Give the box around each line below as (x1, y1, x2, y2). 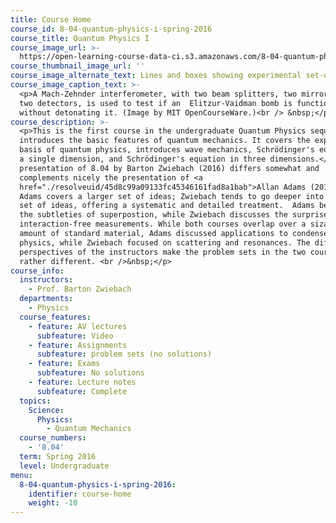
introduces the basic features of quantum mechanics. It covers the (19, 136, 311, 146)
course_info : (10, 266, 65, 276)
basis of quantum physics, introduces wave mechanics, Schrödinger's (19, 145, 315, 155)
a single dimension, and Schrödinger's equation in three (19, 154, 267, 164)
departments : (19, 294, 74, 304)
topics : (19, 396, 52, 406)
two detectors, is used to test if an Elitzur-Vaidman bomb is (19, 98, 293, 108)
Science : (28, 405, 65, 415)
